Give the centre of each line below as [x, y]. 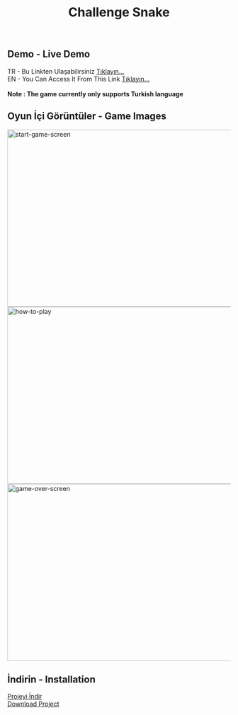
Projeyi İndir [25, 697]
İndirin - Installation [51, 679]
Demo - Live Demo [49, 54]
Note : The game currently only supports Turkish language [96, 94]
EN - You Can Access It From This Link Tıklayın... [79, 79]
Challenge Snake [119, 12]
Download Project [33, 704]
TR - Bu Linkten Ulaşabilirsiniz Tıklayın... [66, 71]
